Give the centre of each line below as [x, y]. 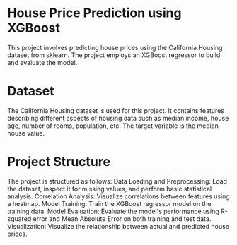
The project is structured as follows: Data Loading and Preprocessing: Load [117, 181]
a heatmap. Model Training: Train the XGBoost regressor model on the [109, 203]
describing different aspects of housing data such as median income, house [118, 118]
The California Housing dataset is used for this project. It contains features [116, 110]
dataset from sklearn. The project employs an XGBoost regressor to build [114, 55]
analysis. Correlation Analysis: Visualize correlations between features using [118, 196]
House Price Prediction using [94, 13]
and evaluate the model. [42, 62]
